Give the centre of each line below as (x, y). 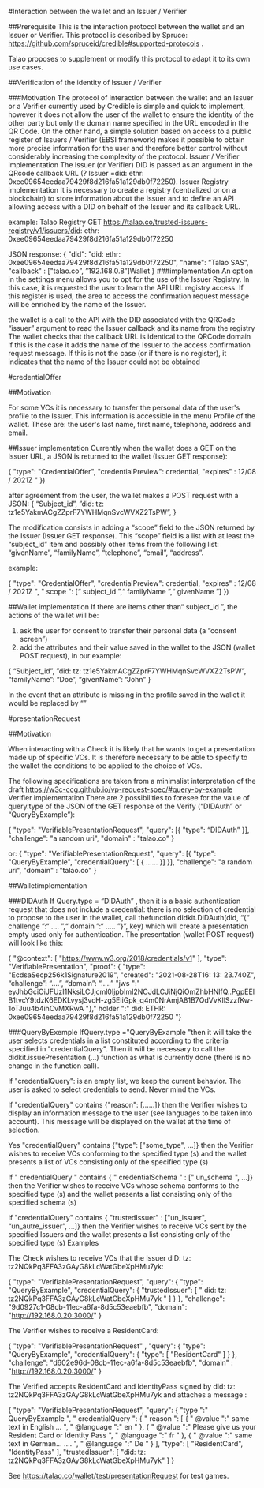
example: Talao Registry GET (55, 222)
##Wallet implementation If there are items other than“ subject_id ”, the (123, 607)
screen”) (33, 639)
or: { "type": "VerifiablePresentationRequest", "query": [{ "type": (112, 853)
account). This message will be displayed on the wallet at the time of (119, 1121)
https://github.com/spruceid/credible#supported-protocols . (106, 43)
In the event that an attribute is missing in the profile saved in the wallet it (127, 695)
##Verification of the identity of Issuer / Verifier (85, 82)
